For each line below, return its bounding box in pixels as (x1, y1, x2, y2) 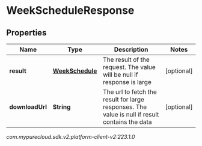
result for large (103, 96, 144, 103)
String (52, 103, 71, 111)
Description (114, 46, 148, 53)
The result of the (103, 55, 150, 64)
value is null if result (103, 111, 159, 118)
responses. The (103, 103, 147, 111)
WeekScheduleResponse (6, 4, 135, 17)
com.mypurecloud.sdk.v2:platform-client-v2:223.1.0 (6, 133, 135, 140)
